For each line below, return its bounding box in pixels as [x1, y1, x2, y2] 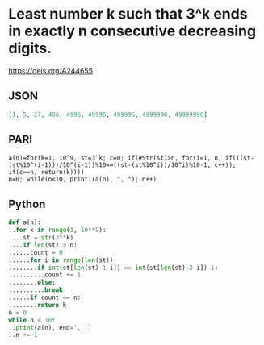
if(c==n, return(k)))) [8, 168, 85, 177]
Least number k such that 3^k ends [8, 5, 248, 23]
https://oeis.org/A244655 [8, 65, 93, 75]
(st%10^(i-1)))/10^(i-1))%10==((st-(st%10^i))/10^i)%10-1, [8, 161, 212, 169]
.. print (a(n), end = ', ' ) [8, 323, 92, 331]
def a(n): [8, 218, 42, 227]
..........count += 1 [8, 271, 82, 279]
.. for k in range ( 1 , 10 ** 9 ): [8, 227, 107, 235]
